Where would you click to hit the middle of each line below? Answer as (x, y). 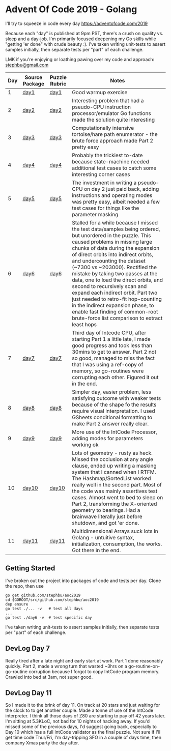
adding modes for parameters (108, 438)
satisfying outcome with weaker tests (117, 398)
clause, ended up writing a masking (114, 466)
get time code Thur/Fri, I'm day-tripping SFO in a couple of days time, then (83, 738)
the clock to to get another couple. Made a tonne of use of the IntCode (79, 710)
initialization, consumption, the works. (117, 544)
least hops (84, 324)
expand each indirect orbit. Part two (115, 293)
